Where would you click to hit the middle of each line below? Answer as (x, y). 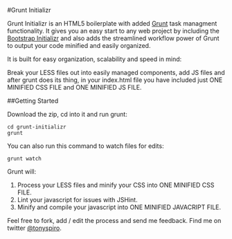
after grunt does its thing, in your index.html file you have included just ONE (115, 80)
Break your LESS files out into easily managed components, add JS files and (116, 73)
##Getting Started (33, 101)
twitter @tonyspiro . (35, 228)
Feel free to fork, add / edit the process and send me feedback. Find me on (114, 221)
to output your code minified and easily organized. (79, 46)
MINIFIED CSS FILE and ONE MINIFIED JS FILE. (74, 87)
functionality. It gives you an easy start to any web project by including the (113, 31)
